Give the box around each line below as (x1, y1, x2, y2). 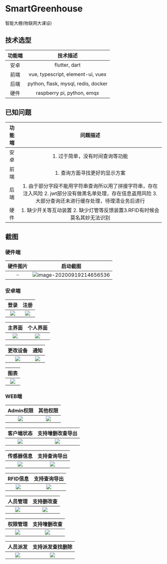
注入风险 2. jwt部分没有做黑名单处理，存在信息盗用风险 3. (23, 190, 158, 197)
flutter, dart (54, 61, 81, 68)
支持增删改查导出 (37, 430, 78, 437)
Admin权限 (7, 407, 34, 414)
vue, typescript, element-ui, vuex (28, 71, 107, 78)
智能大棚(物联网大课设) (5, 20, 52, 26)
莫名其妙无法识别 (70, 214, 110, 221)
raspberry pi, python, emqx (35, 89, 99, 96)
